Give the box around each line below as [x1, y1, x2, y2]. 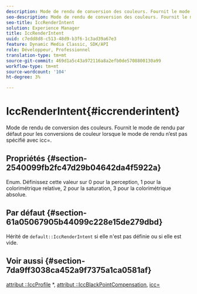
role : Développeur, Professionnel [6, 47, 91, 53]
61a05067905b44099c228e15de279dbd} [6, 217, 163, 227]
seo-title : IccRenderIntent [6, 19, 75, 25]
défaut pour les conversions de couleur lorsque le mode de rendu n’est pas [6, 131, 188, 138]
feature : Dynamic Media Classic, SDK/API [6, 42, 109, 48]
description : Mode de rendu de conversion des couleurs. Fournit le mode [6, 8, 191, 15]
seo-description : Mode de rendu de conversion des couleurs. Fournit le [6, 14, 188, 20]
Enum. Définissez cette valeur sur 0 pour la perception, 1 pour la [6, 178, 161, 185]
